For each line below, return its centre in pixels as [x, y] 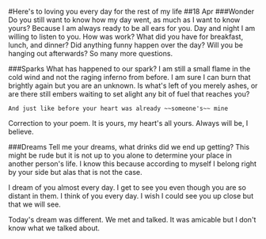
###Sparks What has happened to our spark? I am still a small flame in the [129, 69]
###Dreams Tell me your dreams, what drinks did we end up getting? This [129, 147]
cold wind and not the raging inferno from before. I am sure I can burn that [129, 77]
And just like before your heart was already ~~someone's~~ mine [118, 108]
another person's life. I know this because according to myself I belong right [133, 164]
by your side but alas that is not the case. [75, 172]
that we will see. [34, 204]
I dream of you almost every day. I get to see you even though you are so [127, 188]
